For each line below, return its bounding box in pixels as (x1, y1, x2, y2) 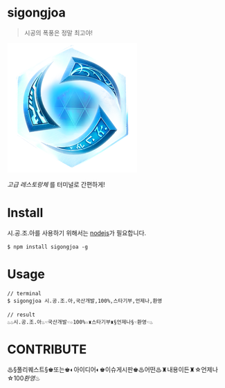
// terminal (7, 290, 42, 297)
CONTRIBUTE (7, 342, 87, 357)
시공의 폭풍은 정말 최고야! (24, 28, 93, 37)
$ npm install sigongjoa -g (7, 243, 89, 250)
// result (7, 311, 36, 318)
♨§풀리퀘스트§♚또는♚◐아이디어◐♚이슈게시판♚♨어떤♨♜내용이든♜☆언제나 (7, 365, 218, 373)
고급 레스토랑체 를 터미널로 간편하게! (7, 180, 105, 188)
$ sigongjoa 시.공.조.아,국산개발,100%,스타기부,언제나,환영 (7, 297, 163, 304)
